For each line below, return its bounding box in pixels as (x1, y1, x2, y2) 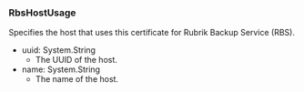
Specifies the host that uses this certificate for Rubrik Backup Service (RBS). (8, 27, 295, 38)
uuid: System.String (21, 45, 96, 56)
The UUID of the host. (35, 55, 117, 66)
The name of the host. (35, 74, 119, 85)
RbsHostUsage (8, 6, 76, 19)
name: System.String (21, 64, 101, 75)
